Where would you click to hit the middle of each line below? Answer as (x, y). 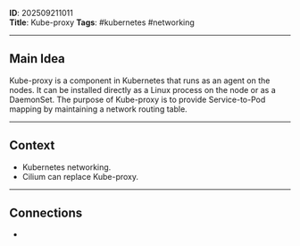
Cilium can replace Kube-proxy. (80, 176)
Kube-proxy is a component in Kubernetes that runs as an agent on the (140, 81)
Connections (46, 213)
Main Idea (37, 59)
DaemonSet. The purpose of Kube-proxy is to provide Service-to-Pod (137, 99)
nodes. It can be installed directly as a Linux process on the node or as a (142, 89)
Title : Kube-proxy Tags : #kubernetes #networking (102, 22)
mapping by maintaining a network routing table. (98, 109)
